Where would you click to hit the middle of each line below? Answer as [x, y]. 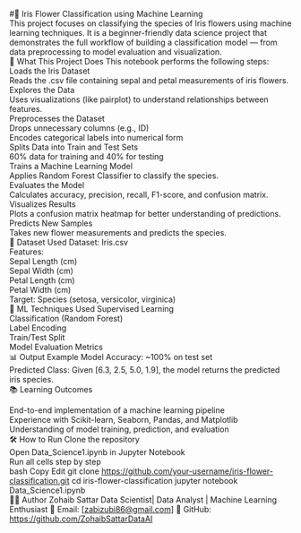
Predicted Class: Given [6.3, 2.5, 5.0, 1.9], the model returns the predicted [145, 370]
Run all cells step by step [55, 462]
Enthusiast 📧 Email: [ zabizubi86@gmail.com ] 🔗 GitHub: [111, 509]
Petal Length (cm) [42, 280]
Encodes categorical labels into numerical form [96, 138]
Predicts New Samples [51, 223]
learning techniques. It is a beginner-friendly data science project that [138, 33]
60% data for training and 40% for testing [86, 156]
